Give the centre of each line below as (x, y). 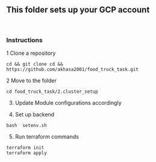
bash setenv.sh (27, 126)
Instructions (25, 40)
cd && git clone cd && (35, 64)
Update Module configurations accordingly (68, 103)
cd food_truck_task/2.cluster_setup (52, 92)
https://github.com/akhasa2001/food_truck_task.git (72, 70)
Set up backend (35, 114)
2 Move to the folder (32, 81)
